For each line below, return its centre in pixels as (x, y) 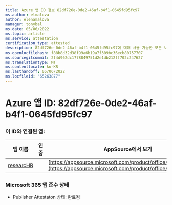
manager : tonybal (24, 24)
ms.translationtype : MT (31, 62)
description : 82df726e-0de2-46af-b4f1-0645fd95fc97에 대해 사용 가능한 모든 (84, 48)
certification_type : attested (38, 43)
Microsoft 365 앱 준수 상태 (37, 185)
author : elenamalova (27, 19)
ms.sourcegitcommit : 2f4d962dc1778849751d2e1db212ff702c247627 (74, 57)
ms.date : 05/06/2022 (27, 29)
